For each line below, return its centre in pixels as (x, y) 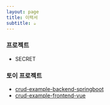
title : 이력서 (22, 17)
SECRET (25, 59)
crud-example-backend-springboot (59, 89)
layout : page (23, 12)
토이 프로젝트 (24, 75)
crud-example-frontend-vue (50, 95)
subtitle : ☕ (21, 23)
